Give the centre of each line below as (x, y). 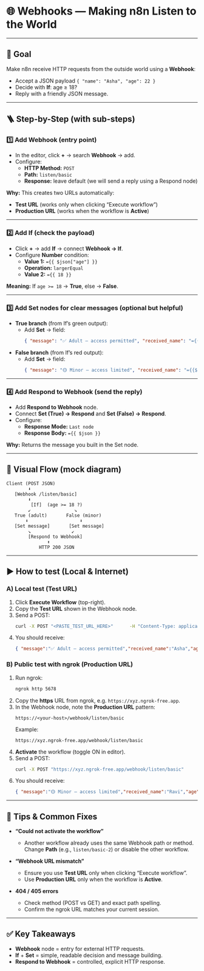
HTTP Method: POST (49, 168)
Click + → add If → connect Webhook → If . (69, 248)
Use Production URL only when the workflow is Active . (93, 879)
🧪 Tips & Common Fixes (52, 816)
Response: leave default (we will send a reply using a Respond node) (111, 181)
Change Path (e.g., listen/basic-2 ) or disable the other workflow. (107, 850)
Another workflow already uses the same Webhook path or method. (109, 843)
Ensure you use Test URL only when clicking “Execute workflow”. (106, 873)
